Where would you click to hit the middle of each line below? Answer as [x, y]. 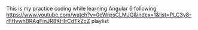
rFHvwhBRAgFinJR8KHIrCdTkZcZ [48, 21]
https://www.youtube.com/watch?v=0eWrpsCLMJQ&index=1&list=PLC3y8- [99, 15]
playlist [100, 21]
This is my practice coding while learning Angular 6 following [81, 9]
